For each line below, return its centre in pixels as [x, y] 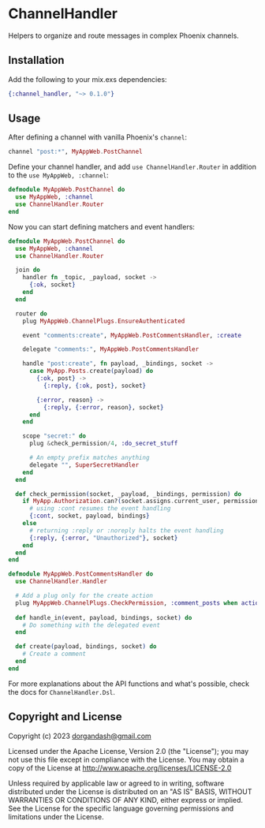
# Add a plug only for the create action [84, 596]
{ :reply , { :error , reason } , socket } [103, 407]
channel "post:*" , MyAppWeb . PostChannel [76, 152]
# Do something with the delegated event [91, 625]
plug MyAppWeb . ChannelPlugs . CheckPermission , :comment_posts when [127, 603]
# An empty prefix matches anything [89, 458]
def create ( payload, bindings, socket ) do [86, 647]
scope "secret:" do [54, 436]
